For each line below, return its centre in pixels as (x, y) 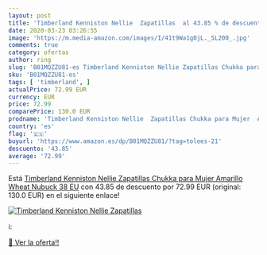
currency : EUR (32, 97)
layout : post (30, 15)
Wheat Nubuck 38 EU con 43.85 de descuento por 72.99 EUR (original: (125, 187)
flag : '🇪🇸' (28, 133)
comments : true (33, 45)
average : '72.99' (37, 156)
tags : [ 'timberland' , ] (49, 82)
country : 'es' (32, 126)
